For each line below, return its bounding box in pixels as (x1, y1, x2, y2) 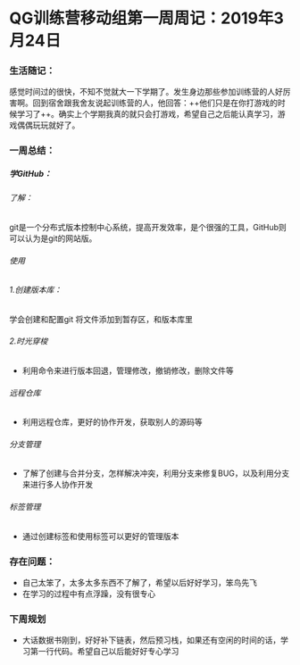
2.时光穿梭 (9, 336, 48, 346)
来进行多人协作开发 (21, 479, 94, 490)
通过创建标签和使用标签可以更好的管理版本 (21, 530, 179, 541)
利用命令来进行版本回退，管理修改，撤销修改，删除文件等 (21, 365, 234, 376)
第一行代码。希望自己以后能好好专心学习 (29, 646, 179, 657)
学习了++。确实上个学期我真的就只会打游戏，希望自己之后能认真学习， (16, 109, 279, 120)
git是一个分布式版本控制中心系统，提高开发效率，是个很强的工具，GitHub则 (9, 221, 287, 232)
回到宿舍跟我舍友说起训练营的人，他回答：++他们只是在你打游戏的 (32, 97, 279, 108)
